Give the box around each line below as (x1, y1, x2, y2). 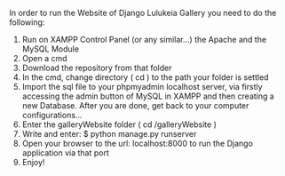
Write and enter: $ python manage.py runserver (21, 129, 197, 139)
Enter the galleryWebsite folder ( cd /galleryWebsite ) (21, 119, 218, 130)
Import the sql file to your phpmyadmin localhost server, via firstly (21, 82, 264, 92)
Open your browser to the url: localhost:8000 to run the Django (21, 138, 253, 148)
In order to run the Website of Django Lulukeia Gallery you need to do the (9, 8, 277, 18)
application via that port (21, 148, 109, 158)
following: (9, 17, 45, 28)
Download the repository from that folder (21, 62, 172, 73)
